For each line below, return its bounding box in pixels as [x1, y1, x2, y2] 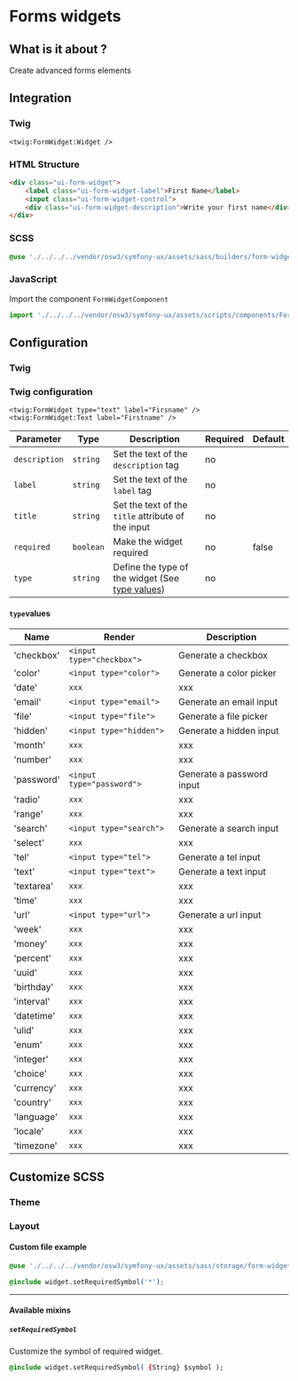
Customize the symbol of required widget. [9, 1346, 163, 1357]
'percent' [13, 951, 51, 964]
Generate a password [178, 768, 269, 780]
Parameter [16, 433, 62, 446]
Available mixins [9, 1305, 71, 1315]
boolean [72, 542, 105, 552]
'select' [13, 836, 44, 848]
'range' [13, 808, 43, 820]
